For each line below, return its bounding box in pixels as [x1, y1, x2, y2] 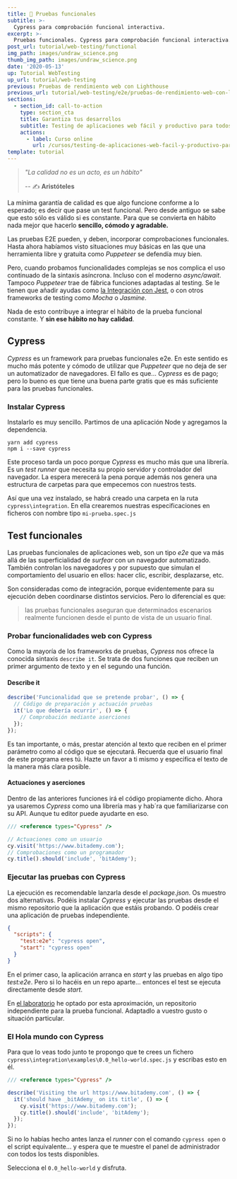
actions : [20, 129, 46, 136]
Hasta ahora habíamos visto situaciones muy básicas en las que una [7, 242, 206, 251]
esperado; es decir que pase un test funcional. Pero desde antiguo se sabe [7, 206, 226, 214]
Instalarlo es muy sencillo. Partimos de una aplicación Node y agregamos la [7, 418, 227, 427]
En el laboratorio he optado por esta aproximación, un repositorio [7, 999, 197, 1007]
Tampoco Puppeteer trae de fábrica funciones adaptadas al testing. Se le [7, 279, 220, 287]
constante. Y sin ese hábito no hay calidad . [7, 315, 135, 323]
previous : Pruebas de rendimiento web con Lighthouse [7, 83, 169, 90]
